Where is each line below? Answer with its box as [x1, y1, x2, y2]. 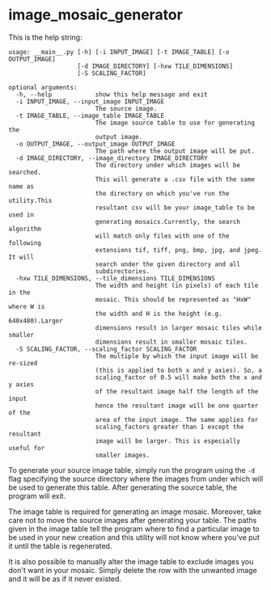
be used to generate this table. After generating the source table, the [8, 483, 237, 492]
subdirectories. [95, 267, 150, 276]
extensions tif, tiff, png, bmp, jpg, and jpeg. [95, 246, 263, 254]
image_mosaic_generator [8, 6, 184, 24]
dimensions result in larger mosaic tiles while [95, 323, 263, 332]
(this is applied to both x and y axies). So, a [95, 366, 263, 374]
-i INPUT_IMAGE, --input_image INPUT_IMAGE [15, 97, 164, 106]
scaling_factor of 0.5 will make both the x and [95, 373, 263, 381]
